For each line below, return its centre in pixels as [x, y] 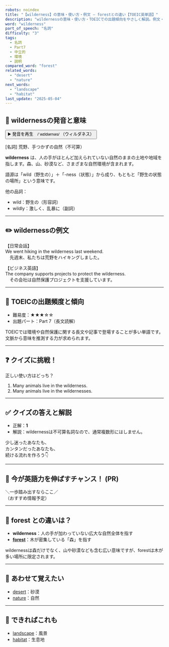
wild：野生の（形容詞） [37, 202]
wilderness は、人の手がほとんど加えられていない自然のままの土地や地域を [84, 158]
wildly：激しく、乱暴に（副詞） [45, 209]
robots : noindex [22, 10]
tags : [11, 38]
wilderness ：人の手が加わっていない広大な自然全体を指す [73, 533]
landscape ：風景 [30, 633]
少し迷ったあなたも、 [27, 442]
